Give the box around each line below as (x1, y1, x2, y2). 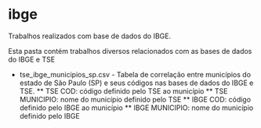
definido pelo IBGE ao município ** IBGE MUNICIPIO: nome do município (19, 103, 254, 112)
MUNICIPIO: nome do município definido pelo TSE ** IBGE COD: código (19, 94, 252, 104)
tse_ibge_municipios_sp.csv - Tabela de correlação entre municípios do (19, 69, 252, 79)
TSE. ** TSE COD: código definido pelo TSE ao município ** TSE (19, 86, 229, 95)
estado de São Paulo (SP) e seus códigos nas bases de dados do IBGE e (19, 78, 254, 87)
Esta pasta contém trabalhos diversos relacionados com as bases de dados (8, 46, 252, 55)
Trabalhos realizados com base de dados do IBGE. (8, 31, 171, 41)
